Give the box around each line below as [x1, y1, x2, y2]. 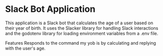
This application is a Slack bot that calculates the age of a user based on [5, 20, 154, 26]
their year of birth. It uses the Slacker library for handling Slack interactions [5, 25, 159, 31]
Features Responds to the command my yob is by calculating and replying [5, 40, 156, 46]
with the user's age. [5, 45, 46, 51]
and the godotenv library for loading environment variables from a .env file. [5, 30, 159, 36]
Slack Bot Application [5, 3, 96, 15]
